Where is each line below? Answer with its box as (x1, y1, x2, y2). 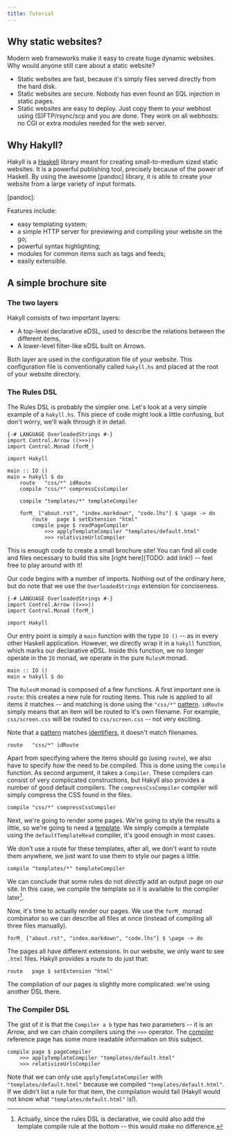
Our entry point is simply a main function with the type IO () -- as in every (7, 632, 218, 640)
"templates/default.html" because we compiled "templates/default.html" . (7, 1080, 225, 1088)
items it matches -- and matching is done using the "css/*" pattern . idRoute (7, 700, 224, 709)
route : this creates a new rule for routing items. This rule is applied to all (7, 693, 213, 701)
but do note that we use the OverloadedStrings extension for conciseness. (7, 582, 219, 590)
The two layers (7, 297, 59, 307)
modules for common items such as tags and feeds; (17, 250, 166, 258)
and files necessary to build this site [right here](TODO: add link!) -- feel (7, 554, 213, 562)
